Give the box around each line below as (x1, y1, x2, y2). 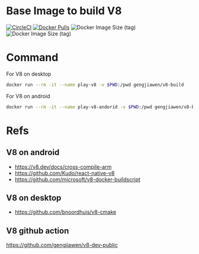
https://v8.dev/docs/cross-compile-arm (14, 163, 112, 170)
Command (6, 51, 59, 65)
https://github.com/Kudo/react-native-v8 (14, 169, 115, 176)
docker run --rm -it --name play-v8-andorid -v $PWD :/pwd (6, 104, 152, 110)
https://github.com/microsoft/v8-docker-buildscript (14, 176, 141, 183)
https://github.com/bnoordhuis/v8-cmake (14, 208, 117, 216)
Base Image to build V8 (6, 4, 122, 18)
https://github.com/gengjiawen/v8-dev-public (6, 242, 118, 249)
